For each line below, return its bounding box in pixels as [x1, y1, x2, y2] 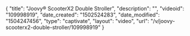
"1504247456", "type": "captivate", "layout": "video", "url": [5, 18, 149, 24]
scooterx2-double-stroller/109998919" [5, 24, 101, 31]
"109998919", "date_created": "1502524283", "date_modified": [5, 11, 160, 18]
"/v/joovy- [150, 18, 176, 24]
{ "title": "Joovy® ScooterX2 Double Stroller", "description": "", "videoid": [5, 5, 185, 12]
